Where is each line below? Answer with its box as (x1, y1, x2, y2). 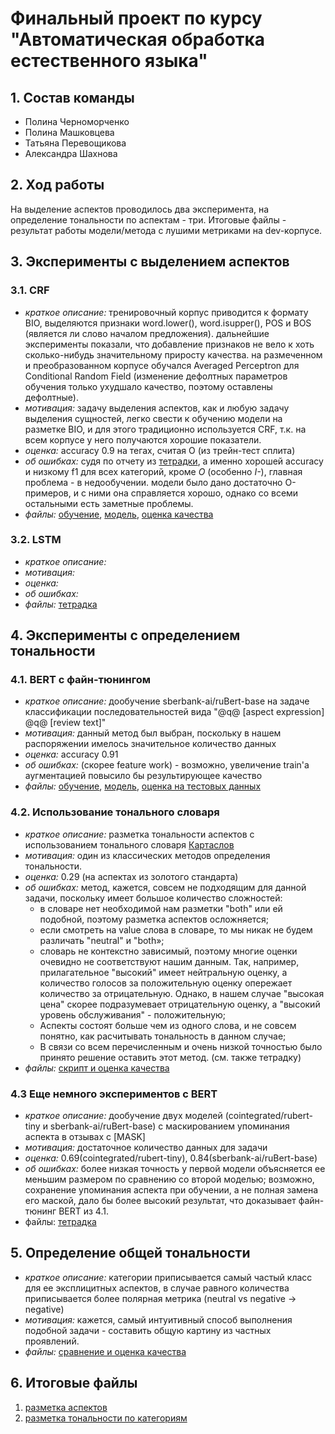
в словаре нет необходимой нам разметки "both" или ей (39, 902, 283, 914)
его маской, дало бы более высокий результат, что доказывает (24, 1195, 297, 1207)
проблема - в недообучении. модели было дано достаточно (24, 476, 283, 488)
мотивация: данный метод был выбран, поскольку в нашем (24, 727, 282, 739)
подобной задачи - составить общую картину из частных (24, 1324, 272, 1336)
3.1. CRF (10, 283, 50, 297)
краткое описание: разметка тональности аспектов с (24, 828, 255, 840)
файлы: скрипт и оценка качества (24, 1062, 170, 1074)
